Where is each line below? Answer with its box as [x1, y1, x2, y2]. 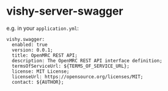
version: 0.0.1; [12, 47, 53, 53]
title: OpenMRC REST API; [12, 52, 78, 59]
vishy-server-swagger [6, 4, 123, 18]
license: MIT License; [12, 68, 70, 75]
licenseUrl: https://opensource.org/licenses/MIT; [12, 73, 144, 80]
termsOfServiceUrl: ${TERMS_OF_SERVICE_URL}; [12, 63, 130, 69]
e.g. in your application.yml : [6, 24, 79, 32]
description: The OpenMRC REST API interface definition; [12, 57, 163, 64]
